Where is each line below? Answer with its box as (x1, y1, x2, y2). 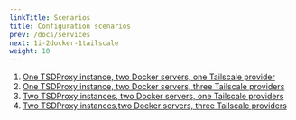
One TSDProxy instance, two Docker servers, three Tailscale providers (22, 81, 285, 92)
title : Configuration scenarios (9, 22, 131, 31)
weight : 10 (9, 47, 51, 56)
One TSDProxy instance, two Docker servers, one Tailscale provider (22, 71, 275, 82)
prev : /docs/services (9, 30, 91, 39)
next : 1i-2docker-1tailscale (9, 38, 119, 48)
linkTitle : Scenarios (9, 13, 91, 23)
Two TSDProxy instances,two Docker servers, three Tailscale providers (22, 100, 287, 111)
